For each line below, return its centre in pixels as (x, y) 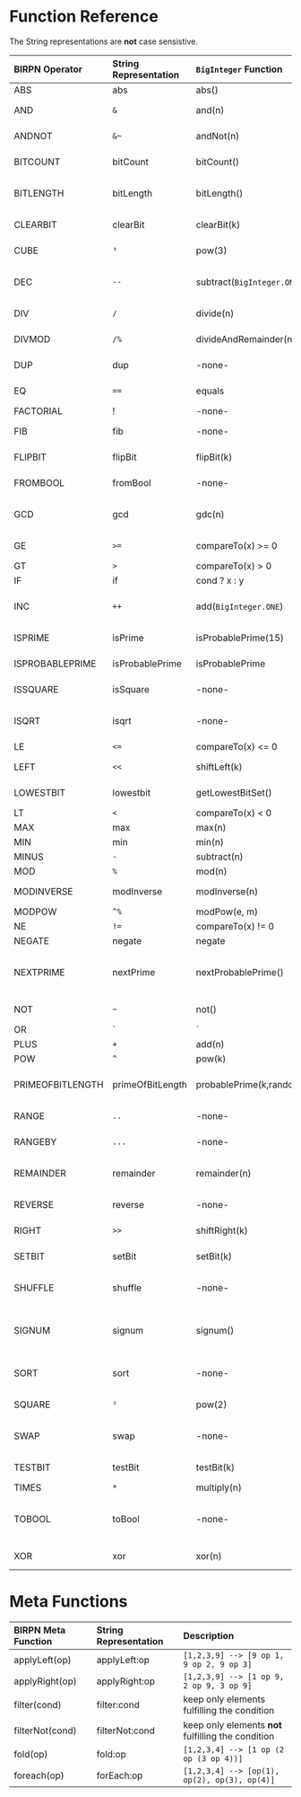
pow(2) (211, 1405)
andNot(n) (218, 136)
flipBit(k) (214, 457)
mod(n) (211, 871)
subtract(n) (219, 857)
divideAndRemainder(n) (246, 339)
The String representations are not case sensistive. (104, 41)
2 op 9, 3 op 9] (218, 1685)
